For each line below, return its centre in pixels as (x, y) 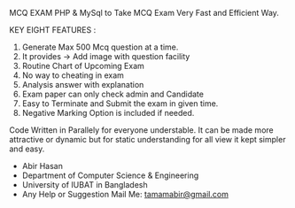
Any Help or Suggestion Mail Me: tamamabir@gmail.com (125, 194)
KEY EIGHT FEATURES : (53, 30)
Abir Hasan (43, 166)
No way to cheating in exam (73, 75)
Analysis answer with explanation (83, 85)
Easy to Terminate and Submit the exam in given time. (120, 104)
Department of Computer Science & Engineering (110, 175)
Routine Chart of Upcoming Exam (83, 66)
